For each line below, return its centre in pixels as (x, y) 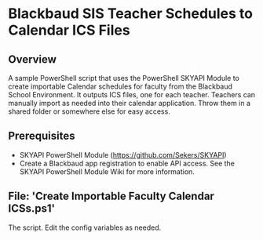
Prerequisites (42, 136)
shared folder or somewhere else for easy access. (89, 111)
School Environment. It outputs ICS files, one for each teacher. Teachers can (132, 95)
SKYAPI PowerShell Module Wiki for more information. (107, 171)
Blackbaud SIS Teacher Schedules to (131, 14)
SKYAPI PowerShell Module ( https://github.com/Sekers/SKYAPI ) (123, 155)
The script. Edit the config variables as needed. (85, 227)
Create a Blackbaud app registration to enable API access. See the (127, 163)
